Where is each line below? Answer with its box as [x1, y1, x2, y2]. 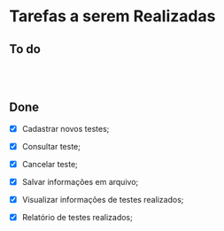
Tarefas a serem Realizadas [9, 6, 216, 27]
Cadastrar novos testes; [21, 123, 110, 134]
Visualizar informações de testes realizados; [21, 195, 184, 205]
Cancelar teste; [21, 158, 78, 169]
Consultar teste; [21, 141, 81, 151]
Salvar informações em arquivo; [21, 177, 139, 187]
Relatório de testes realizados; [21, 212, 133, 223]
